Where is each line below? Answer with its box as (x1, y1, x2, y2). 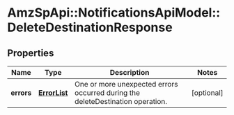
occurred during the (74, 88, 141, 98)
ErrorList (38, 88, 68, 98)
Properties (7, 47, 54, 59)
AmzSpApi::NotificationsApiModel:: (7, 5, 221, 21)
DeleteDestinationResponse (7, 19, 173, 35)
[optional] (191, 88, 224, 98)
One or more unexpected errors (74, 80, 178, 89)
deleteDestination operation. (74, 97, 168, 106)
